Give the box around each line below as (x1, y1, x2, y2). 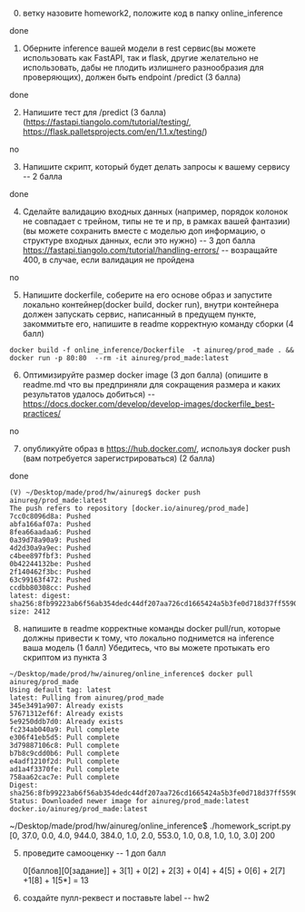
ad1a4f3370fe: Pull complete (9, 765, 120, 774)
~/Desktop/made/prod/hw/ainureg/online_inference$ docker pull (9, 670, 254, 679)
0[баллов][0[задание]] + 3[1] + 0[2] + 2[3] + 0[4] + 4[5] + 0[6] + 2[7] (22, 866, 286, 876)
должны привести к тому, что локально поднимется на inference (22, 633, 275, 643)
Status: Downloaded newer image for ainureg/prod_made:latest (9, 797, 250, 806)
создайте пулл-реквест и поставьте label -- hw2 (22, 893, 211, 903)
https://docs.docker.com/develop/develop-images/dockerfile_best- (22, 398, 275, 409)
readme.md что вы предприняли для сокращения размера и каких (22, 379, 281, 389)
